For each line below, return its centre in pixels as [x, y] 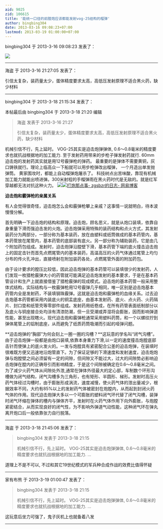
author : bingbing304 [26, 23]
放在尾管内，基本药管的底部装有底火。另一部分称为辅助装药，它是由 [86, 240]
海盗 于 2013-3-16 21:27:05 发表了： [41, 70]
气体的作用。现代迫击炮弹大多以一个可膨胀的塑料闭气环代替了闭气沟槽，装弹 [81, 395]
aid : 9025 [15, 9]
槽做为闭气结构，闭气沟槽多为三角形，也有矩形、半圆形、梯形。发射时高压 [79, 376]
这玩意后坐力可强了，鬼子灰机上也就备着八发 [50, 517]
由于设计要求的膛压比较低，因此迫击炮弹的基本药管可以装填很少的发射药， [79, 269]
